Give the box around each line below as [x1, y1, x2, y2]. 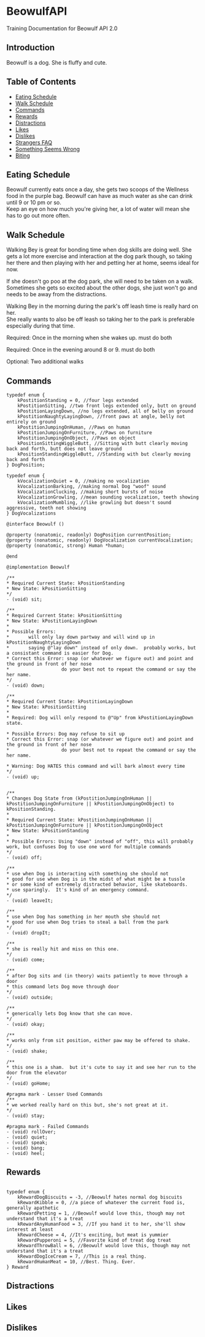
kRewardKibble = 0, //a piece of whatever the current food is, [17, 1199, 185, 1205]
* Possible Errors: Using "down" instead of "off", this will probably [6, 838, 193, 845]
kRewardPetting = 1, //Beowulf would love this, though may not [17, 1210, 185, 1217]
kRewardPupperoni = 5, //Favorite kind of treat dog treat [17, 1237, 172, 1243]
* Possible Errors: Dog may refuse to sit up [6, 731, 125, 737]
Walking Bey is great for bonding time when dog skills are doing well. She [6, 246, 192, 253]
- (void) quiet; [6, 1134, 48, 1140]
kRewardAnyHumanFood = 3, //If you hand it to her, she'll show [17, 1221, 185, 1227]
